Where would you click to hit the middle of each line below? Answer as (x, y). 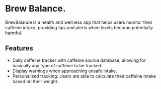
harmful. (14, 33)
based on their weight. (35, 81)
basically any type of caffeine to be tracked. (57, 65)
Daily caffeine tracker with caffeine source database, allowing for (79, 60)
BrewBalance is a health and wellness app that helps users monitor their (79, 22)
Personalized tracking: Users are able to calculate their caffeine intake (84, 76)
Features (19, 48)
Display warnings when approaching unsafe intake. (65, 71)
